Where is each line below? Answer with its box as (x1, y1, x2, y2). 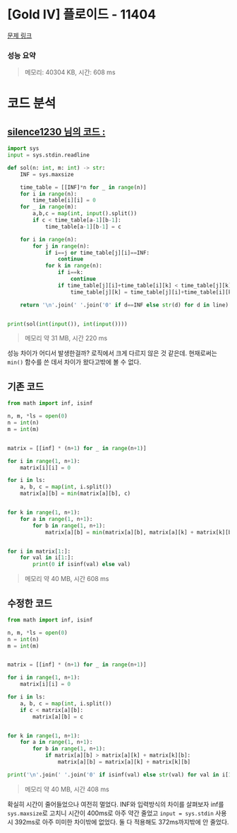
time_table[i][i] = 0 (32, 197, 97, 204)
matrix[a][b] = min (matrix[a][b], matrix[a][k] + (44, 529, 194, 536)
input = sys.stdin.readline (7, 151, 90, 159)
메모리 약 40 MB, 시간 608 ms (24, 575, 109, 583)
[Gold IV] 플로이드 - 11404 (7, 6, 157, 23)
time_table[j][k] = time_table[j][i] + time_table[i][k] (70, 288, 235, 296)
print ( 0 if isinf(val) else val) (32, 561, 131, 568)
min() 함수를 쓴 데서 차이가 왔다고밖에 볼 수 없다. (7, 358, 142, 367)
